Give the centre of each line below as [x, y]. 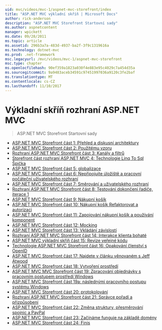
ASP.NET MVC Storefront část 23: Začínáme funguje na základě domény [84, 318]
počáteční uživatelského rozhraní [45, 179]
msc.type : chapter [23, 63]
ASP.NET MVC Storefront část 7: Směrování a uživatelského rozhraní [80, 184]
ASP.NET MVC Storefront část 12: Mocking [55, 225]
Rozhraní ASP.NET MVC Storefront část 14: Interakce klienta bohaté [79, 236]
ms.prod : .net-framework [30, 54]
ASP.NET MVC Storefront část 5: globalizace [56, 169]
